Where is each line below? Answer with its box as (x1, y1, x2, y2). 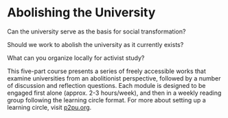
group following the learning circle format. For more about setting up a (7, 95, 206, 104)
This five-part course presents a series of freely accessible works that (7, 67, 206, 75)
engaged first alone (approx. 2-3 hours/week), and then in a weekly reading (7, 89, 222, 97)
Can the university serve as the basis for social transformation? (7, 27, 186, 35)
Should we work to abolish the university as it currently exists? (7, 40, 184, 48)
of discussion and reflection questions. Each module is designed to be (7, 81, 206, 89)
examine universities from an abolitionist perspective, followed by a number (7, 74, 221, 83)
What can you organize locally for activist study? (7, 53, 145, 62)
